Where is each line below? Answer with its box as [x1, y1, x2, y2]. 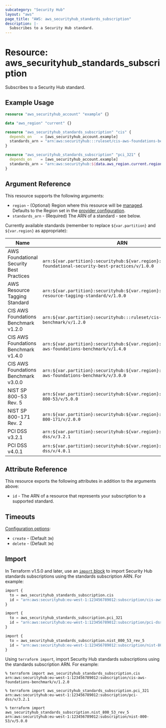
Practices [7, 273, 30, 279]
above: [5, 483, 19, 490]
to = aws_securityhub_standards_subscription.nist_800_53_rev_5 [9, 638, 145, 643]
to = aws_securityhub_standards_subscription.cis [9, 592, 114, 597]
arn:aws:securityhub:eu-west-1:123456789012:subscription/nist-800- [5, 714, 149, 720]
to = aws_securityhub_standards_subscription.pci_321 [9, 615, 123, 621]
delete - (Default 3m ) [12, 541, 54, 546]
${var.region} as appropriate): [5, 228, 68, 234]
